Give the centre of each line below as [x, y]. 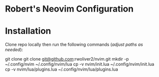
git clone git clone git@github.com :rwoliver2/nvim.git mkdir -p [67, 59]
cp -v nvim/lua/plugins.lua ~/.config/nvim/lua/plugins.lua [62, 69]
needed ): [14, 50]
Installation [28, 31]
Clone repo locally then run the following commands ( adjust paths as [74, 45]
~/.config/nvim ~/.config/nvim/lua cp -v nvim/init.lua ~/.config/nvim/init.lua [79, 64]
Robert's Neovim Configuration [69, 9]
